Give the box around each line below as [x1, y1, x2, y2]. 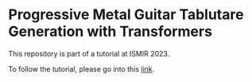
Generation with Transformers [8, 22, 213, 41]
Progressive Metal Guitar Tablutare [8, 6, 244, 24]
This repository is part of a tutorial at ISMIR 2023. [8, 49, 170, 58]
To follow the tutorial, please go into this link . [8, 64, 155, 73]
